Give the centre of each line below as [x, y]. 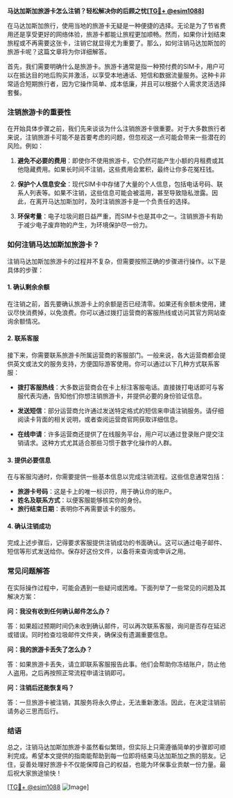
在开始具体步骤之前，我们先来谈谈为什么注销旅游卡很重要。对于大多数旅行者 [116, 128]
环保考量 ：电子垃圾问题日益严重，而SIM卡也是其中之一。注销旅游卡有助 [120, 216]
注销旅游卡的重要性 [39, 112]
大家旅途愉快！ [41, 773]
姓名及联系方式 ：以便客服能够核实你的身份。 [81, 500]
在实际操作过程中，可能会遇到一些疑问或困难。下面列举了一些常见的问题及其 [116, 588]
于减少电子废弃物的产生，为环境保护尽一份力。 [84, 225]
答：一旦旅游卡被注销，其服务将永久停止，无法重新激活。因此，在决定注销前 [116, 702]
